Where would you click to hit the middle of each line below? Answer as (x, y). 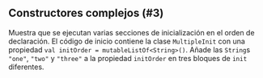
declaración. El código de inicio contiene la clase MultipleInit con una (127, 41)
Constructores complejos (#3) (86, 13)
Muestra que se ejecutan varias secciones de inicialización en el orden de (131, 32)
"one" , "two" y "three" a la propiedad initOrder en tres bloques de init (128, 58)
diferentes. (26, 67)
